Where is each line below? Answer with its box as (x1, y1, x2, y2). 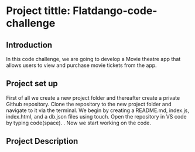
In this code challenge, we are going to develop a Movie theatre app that (6, 56, 181, 62)
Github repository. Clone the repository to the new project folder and (6, 100, 172, 107)
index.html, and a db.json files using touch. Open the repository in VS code (6, 113, 187, 120)
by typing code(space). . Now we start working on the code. (6, 119, 151, 126)
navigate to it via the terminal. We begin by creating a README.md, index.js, (6, 107, 189, 114)
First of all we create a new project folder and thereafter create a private (6, 94, 180, 101)
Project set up (6, 79, 58, 89)
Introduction (6, 40, 53, 50)
